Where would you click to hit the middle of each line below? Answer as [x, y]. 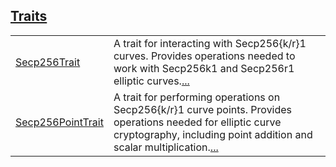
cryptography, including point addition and [213, 134]
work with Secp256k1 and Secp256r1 [204, 68]
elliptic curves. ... [151, 81]
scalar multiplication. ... [166, 147]
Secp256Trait [48, 62]
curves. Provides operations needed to [204, 56]
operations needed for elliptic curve [197, 122]
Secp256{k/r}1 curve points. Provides [203, 109]
